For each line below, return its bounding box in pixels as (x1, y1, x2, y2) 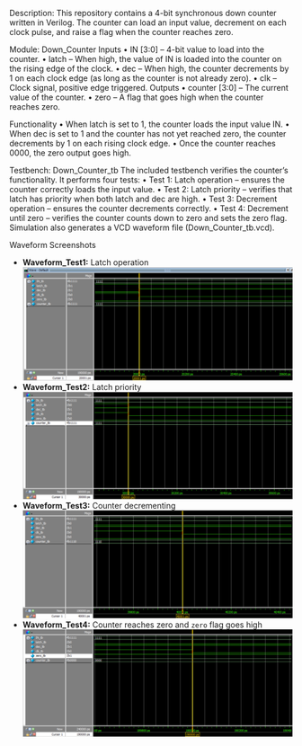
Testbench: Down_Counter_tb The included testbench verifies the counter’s (9, 165, 289, 175)
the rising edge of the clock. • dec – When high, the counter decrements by (9, 63, 289, 74)
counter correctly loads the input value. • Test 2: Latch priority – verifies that (9, 184, 293, 194)
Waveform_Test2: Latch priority (22, 382, 142, 393)
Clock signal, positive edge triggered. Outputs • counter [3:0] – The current (9, 83, 289, 93)
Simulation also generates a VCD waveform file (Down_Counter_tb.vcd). (9, 222, 275, 233)
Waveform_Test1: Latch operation (22, 257, 149, 268)
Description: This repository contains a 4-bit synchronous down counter (9, 8, 277, 18)
